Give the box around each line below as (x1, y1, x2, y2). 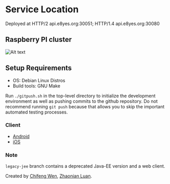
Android (12, 133, 30, 139)
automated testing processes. (5, 109, 68, 115)
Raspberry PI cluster (5, 35, 72, 44)
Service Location (5, 4, 79, 15)
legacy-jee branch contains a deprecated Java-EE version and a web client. (5, 163, 165, 169)
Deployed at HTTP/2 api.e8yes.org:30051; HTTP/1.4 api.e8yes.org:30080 (5, 20, 160, 27)
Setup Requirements (5, 64, 72, 73)
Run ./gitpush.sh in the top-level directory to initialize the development (5, 93, 156, 99)
